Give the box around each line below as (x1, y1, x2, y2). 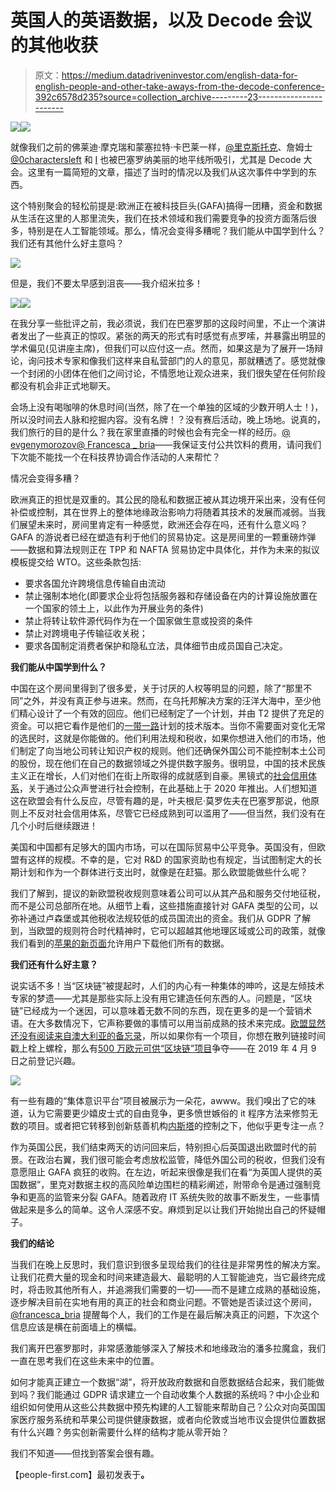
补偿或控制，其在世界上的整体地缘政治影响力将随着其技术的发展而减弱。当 (10, 506, 317, 518)
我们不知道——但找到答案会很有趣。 (10, 1447, 160, 1459)
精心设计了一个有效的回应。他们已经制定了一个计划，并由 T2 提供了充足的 (18, 707, 325, 719)
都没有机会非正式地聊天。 (10, 379, 116, 391)
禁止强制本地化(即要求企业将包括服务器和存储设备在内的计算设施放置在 (24, 589, 318, 601)
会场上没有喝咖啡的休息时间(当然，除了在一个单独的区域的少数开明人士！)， (10, 401, 324, 413)
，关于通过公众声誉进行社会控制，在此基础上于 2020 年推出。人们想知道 (19, 782, 318, 794)
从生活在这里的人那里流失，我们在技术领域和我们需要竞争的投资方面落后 (10, 212, 308, 224)
